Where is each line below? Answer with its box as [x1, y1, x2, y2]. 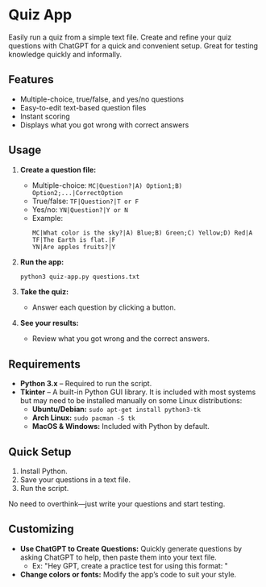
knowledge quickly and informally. [8, 49, 123, 59]
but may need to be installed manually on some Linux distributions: [19, 396, 243, 406]
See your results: [19, 318, 79, 328]
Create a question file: [19, 164, 97, 174]
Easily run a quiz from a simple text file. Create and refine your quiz [8, 32, 232, 42]
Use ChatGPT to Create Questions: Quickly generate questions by [19, 543, 243, 553]
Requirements [8, 357, 81, 371]
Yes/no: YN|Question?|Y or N [31, 204, 129, 214]
